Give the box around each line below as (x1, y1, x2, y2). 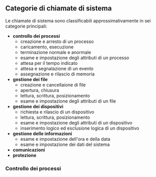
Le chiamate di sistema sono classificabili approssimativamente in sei (5, 17, 151, 23)
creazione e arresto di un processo (20, 38, 94, 44)
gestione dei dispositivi (12, 103, 64, 109)
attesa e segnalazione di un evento (20, 65, 94, 71)
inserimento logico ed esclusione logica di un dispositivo (20, 125, 139, 131)
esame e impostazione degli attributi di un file (20, 98, 116, 104)
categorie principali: (5, 23, 47, 29)
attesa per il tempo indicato (20, 60, 78, 66)
